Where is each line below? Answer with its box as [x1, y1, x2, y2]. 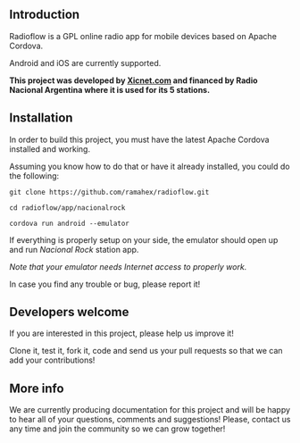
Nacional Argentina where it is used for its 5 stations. [9, 84, 211, 95]
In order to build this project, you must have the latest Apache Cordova [9, 134, 270, 145]
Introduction [9, 7, 80, 22]
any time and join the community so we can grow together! [9, 423, 226, 434]
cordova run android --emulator [9, 219, 129, 228]
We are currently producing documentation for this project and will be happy [9, 405, 291, 415]
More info [9, 380, 64, 396]
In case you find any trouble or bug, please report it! [9, 279, 201, 289]
